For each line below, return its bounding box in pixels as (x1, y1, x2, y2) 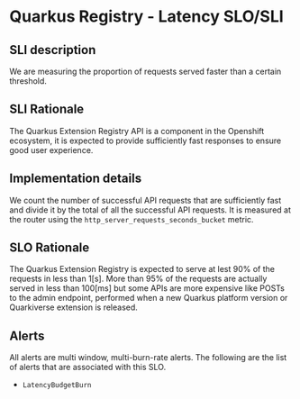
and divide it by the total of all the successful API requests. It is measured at (9, 204, 291, 215)
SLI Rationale (9, 102, 85, 117)
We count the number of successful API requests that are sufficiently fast (9, 195, 282, 205)
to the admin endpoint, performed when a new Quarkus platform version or (9, 293, 288, 304)
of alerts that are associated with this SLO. (9, 362, 167, 373)
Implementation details (9, 171, 142, 186)
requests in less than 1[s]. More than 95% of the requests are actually (9, 273, 268, 285)
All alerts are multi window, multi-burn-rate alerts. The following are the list (9, 352, 287, 363)
